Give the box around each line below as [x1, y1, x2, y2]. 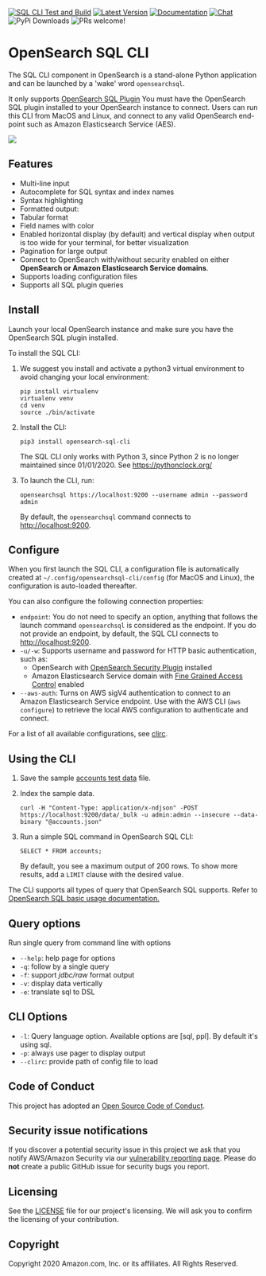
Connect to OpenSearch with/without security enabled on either [19, 255, 229, 264]
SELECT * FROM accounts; [19, 848, 102, 856]
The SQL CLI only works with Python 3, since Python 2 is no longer [19, 451, 240, 461]
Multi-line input [19, 178, 70, 188]
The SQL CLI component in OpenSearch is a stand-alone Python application [8, 70, 256, 80]
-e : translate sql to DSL [19, 987, 95, 997]
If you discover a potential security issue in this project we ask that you [8, 1145, 241, 1154]
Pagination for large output [19, 246, 108, 256]
